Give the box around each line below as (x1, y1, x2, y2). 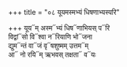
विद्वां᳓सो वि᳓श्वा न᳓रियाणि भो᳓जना (8, 32, 93, 41)
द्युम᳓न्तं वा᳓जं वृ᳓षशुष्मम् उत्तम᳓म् (8, 41, 89, 50)
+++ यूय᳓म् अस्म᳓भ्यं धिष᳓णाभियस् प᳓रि (8, 24, 110, 32)
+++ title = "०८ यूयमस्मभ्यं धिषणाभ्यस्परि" (8, 8, 120, 17)
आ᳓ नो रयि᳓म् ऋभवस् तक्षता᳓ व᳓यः (8, 50, 96, 59)
